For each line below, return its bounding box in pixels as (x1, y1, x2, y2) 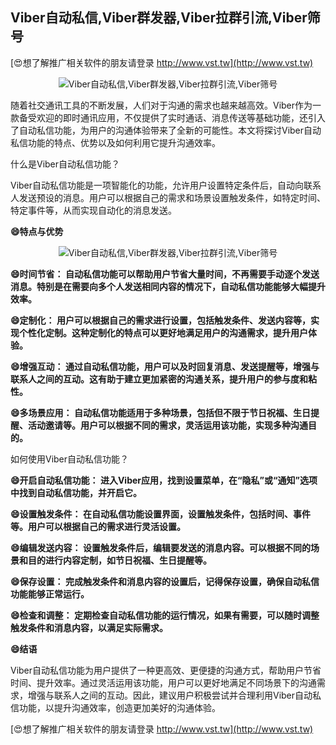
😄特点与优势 (10, 225, 64, 237)
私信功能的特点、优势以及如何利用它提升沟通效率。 (10, 136, 221, 148)
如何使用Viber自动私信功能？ (10, 453, 130, 465)
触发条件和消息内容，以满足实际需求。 (10, 621, 168, 633)
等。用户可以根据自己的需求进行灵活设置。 (10, 520, 186, 532)
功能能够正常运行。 (10, 588, 90, 600)
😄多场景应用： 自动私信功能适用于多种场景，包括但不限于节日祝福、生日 (10, 406, 311, 418)
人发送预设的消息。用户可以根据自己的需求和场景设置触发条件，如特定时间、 (10, 191, 326, 203)
